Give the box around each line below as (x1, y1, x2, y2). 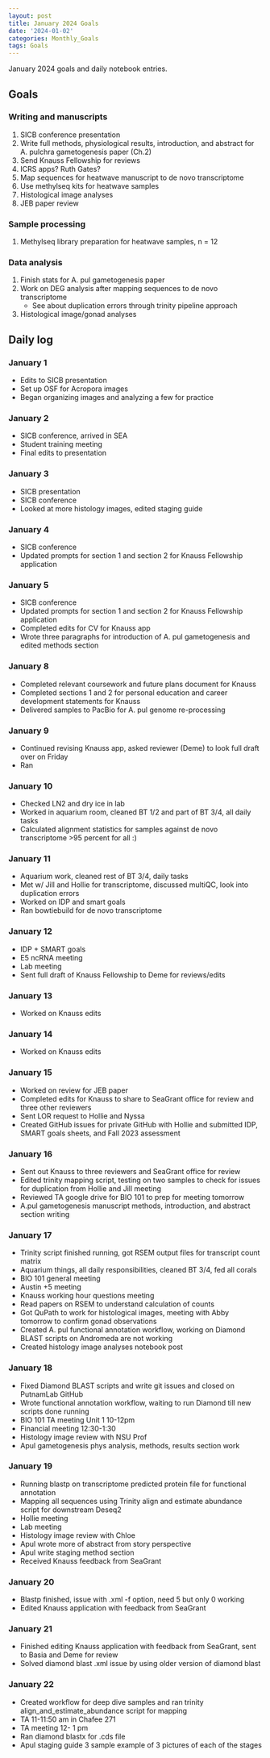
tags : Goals (8, 42, 48, 50)
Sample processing (8, 219, 86, 230)
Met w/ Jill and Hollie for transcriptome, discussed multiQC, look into (19, 880, 249, 889)
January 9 (8, 725, 50, 736)
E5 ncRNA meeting (19, 952, 83, 962)
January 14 (8, 1028, 53, 1039)
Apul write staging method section (19, 1548, 135, 1557)
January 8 (8, 660, 50, 672)
